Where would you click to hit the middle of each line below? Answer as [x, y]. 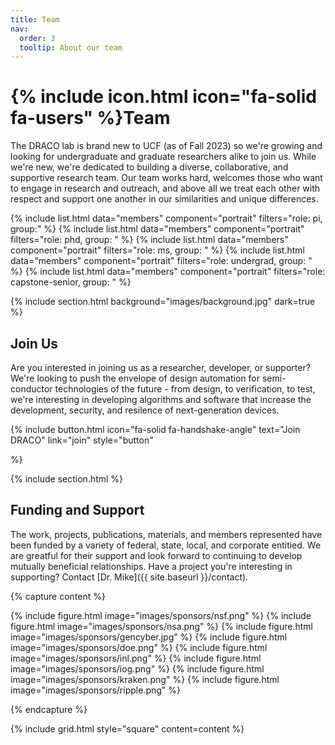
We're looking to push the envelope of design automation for [135, 378]
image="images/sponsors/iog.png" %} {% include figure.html [137, 668]
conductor [31, 389]
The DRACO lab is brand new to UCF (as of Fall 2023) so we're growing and [166, 146]
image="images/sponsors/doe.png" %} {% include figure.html [139, 647]
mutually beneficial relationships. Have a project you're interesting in [151, 566]
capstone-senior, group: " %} [71, 282]
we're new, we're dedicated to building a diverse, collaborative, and [149, 167]
